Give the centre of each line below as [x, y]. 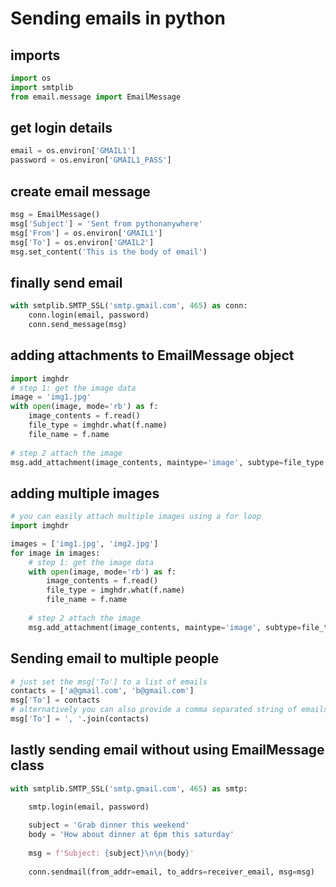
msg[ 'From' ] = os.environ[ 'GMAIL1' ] [86, 233]
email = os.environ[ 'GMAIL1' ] [73, 151]
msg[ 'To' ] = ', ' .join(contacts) [80, 719]
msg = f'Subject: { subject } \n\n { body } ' [111, 853]
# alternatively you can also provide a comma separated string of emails [169, 710]
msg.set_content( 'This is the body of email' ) [109, 252]
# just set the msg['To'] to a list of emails [109, 682]
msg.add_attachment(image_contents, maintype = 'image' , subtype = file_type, [169, 462]
